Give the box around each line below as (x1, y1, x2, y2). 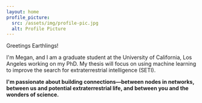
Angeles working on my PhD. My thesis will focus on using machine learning (6, 60, 197, 67)
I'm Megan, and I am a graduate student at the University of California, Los (6, 54, 192, 61)
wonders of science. (6, 91, 59, 98)
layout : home (6, 8, 39, 15)
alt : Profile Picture (11, 25, 67, 32)
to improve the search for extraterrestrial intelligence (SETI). (6, 67, 156, 74)
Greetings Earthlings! (6, 42, 59, 49)
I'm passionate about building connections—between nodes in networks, (6, 78, 195, 86)
